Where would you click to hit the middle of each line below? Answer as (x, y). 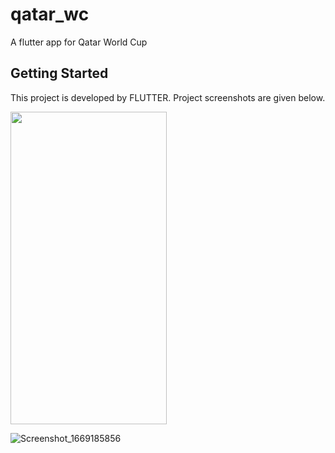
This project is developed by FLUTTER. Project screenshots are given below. (168, 97)
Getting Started (59, 73)
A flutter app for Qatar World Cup (79, 42)
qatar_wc (50, 14)
